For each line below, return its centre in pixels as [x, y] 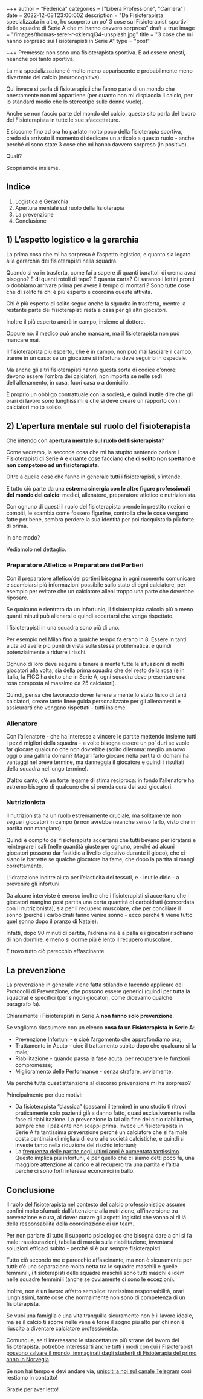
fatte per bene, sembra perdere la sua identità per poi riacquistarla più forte [100, 520]
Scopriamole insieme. [33, 168]
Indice [18, 187]
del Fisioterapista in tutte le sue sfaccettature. [63, 120]
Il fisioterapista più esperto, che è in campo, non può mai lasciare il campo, [99, 351]
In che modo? [23, 538]
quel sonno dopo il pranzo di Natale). [52, 921]
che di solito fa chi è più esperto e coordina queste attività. [79, 292]
